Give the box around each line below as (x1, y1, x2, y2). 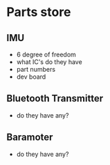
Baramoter (6, 132, 53, 143)
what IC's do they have (16, 58, 82, 66)
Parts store (6, 4, 71, 20)
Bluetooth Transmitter (6, 93, 104, 104)
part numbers (16, 65, 56, 73)
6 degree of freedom (16, 50, 77, 58)
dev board (16, 72, 46, 81)
